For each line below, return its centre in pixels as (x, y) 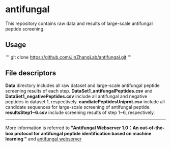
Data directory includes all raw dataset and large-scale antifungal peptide (82, 85)
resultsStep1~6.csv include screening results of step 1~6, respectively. (80, 112)
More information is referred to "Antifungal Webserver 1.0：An (72, 128)
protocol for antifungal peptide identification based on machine (83, 133)
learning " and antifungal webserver (44, 139)
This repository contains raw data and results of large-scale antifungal (79, 23)
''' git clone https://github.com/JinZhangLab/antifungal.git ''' (68, 57)
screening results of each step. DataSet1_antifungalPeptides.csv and (79, 91)
